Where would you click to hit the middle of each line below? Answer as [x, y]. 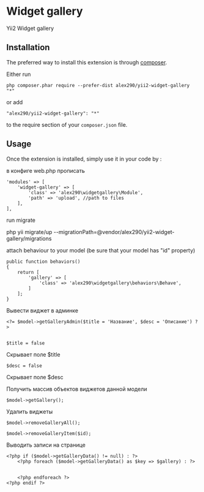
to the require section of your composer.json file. [67, 124]
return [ [28, 272]
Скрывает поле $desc [35, 377]
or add [15, 102]
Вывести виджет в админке [42, 310]
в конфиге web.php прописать [46, 170]
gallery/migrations [29, 238]
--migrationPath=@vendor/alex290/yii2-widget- [114, 232]
